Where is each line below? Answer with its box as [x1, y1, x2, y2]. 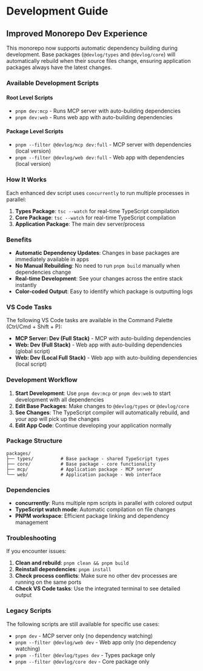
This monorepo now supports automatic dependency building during [6, 44, 178, 51]
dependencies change [15, 268, 72, 276]
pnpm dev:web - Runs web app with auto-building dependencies [15, 114, 173, 121]
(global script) [15, 348, 50, 355]
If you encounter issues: [6, 547, 67, 555]
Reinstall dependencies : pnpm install [15, 566, 111, 573]
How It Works [6, 176, 47, 184]
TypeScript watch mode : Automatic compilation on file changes [15, 506, 176, 513]
